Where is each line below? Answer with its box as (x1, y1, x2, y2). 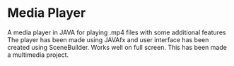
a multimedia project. (7, 51, 69, 59)
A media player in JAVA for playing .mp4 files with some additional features (7, 28, 226, 37)
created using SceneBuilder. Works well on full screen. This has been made (7, 43, 228, 51)
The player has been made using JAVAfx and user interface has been (7, 35, 209, 44)
